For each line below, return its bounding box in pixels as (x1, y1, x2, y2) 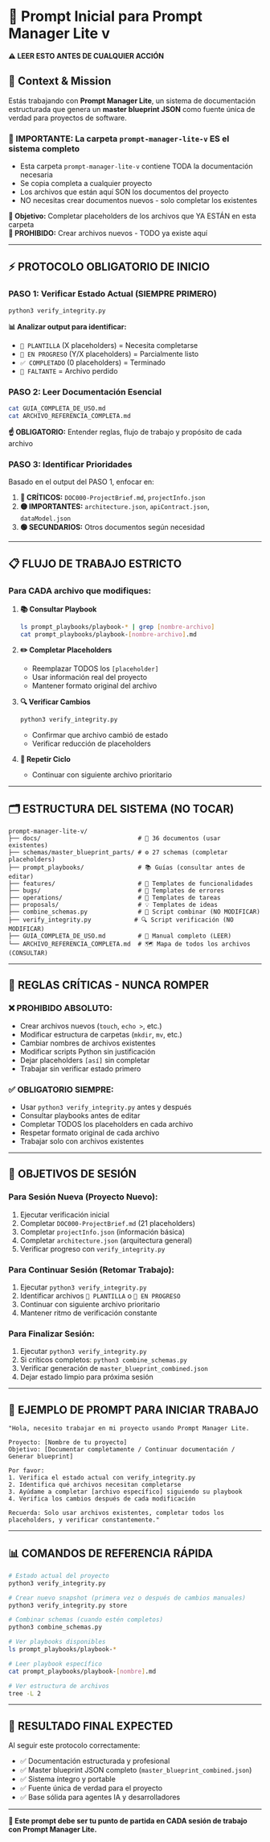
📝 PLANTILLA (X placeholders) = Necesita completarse (19, 340, 198, 350)
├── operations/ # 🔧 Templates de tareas (8, 894, 221, 902)
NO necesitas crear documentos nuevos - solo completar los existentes (19, 196, 258, 205)
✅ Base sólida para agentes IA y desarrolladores (19, 1792, 181, 1803)
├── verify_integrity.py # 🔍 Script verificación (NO (8, 916, 235, 925)
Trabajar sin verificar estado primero (19, 1063, 141, 1074)
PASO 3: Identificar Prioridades (8, 458, 133, 470)
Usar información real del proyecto (31, 673, 147, 682)
